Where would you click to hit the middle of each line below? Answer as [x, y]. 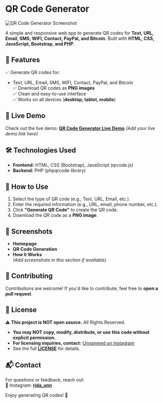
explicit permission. [34, 338]
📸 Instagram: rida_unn [29, 385]
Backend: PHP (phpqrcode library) [49, 171]
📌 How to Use [27, 186]
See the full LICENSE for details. [46, 348]
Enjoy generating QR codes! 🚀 [37, 395]
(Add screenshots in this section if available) [60, 260]
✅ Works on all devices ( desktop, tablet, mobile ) [64, 99]
